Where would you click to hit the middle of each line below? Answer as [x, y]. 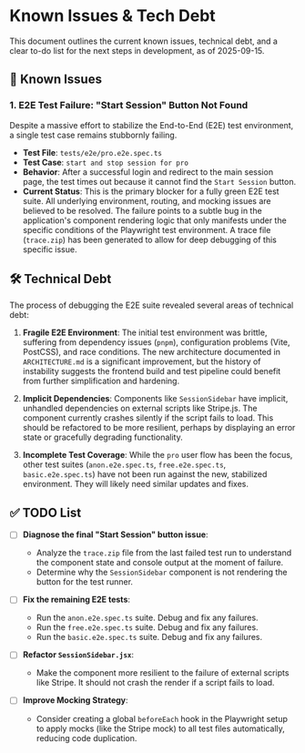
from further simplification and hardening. [101, 381]
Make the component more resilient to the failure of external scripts [163, 673]
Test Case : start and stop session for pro [106, 162]
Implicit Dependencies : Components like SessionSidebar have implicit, [155, 399]
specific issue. [50, 249]
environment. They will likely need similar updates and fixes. [135, 484]
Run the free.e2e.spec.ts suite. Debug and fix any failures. [147, 627]
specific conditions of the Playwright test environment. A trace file [147, 229]
